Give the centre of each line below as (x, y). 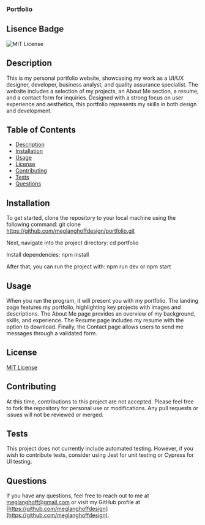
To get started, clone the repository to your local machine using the (91, 218)
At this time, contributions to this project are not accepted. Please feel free (100, 402)
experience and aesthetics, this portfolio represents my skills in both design (102, 104)
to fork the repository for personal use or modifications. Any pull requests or (102, 408)
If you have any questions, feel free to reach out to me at (78, 496)
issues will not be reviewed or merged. (55, 414)
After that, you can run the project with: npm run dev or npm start (89, 266)
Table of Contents (41, 130)
